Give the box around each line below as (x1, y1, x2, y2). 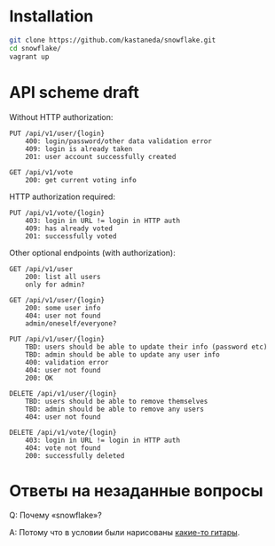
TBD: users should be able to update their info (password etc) (25, 342, 268, 351)
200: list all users (25, 272, 101, 281)
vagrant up (9, 52, 50, 61)
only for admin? (25, 280, 86, 289)
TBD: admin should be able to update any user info (25, 349, 220, 359)
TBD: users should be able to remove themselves (25, 397, 208, 405)
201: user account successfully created (25, 152, 177, 161)
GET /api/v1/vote (9, 167, 74, 177)
